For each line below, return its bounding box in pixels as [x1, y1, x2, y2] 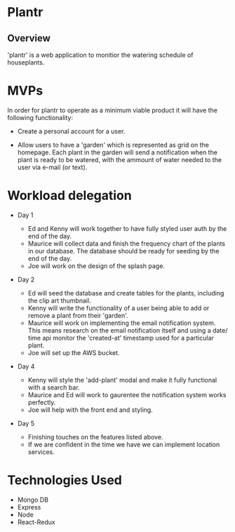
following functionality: [7, 113, 74, 121]
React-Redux [17, 517, 55, 526]
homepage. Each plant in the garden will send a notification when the [17, 148, 217, 157]
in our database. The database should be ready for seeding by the [27, 246, 220, 255]
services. [27, 447, 55, 456]
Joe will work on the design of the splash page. [27, 261, 165, 270]
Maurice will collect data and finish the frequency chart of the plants [27, 239, 226, 248]
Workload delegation [7, 187, 132, 204]
